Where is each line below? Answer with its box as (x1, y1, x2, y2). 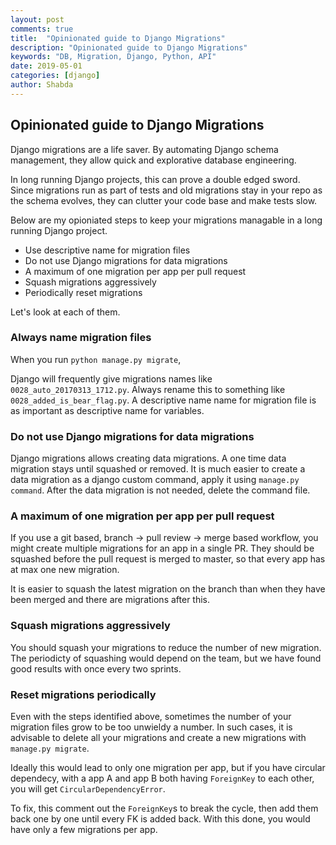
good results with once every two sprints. (10, 662, 182, 675)
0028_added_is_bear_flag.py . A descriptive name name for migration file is (10, 394, 317, 406)
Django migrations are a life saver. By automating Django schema (10, 143, 279, 155)
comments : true (10, 24, 74, 34)
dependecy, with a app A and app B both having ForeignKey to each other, (10, 772, 315, 785)
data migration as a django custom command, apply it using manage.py (10, 474, 300, 486)
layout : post (10, 14, 65, 25)
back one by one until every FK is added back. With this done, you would (10, 813, 311, 825)
